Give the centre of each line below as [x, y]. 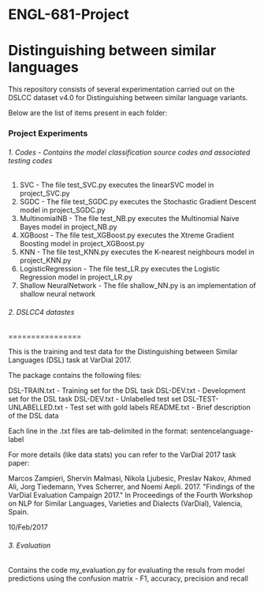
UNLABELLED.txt [35, 407]
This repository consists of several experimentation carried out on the [121, 89]
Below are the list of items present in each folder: [88, 113]
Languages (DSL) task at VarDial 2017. [70, 360]
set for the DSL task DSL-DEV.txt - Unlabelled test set [95, 399]
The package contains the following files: [75, 376]
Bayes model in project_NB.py [68, 227]
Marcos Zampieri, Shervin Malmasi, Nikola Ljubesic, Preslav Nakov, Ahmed [130, 478]
